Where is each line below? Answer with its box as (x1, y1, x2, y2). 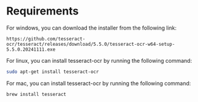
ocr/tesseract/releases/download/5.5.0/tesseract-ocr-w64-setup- (6, 41, 175, 47)
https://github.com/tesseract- (6, 36, 86, 42)
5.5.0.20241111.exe (6, 46, 56, 53)
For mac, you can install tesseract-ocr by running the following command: (6, 80, 191, 87)
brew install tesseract (6, 91, 67, 97)
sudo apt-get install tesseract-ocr (6, 68, 99, 75)
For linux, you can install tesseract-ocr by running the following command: (6, 57, 193, 64)
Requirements (6, 4, 79, 18)
